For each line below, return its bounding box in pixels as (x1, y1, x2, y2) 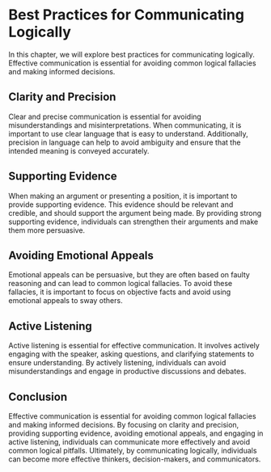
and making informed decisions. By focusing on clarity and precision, (8, 420, 239, 429)
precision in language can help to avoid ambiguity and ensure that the (8, 137, 241, 147)
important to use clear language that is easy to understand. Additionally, (8, 129, 248, 138)
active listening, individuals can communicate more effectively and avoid (8, 437, 251, 446)
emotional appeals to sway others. (8, 296, 123, 306)
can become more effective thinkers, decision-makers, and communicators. (8, 454, 261, 464)
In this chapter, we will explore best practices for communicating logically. (8, 49, 255, 59)
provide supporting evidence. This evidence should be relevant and (8, 200, 234, 209)
